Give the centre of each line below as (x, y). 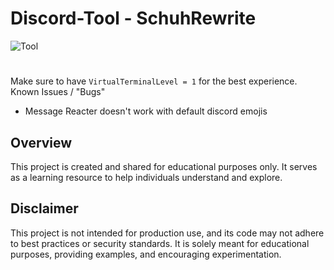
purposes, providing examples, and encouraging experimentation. (146, 254)
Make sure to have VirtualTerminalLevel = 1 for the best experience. (154, 81)
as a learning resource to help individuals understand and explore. (146, 177)
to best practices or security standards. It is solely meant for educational (160, 243)
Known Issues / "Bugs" (58, 92)
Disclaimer (44, 208)
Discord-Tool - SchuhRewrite (133, 18)
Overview (41, 142)
